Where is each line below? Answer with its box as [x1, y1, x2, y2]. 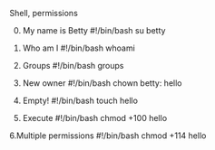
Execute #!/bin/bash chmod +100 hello [22, 113, 168, 123]
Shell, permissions [9, 8, 79, 18]
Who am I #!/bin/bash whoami [22, 42, 136, 53]
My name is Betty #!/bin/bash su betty [22, 25, 166, 35]
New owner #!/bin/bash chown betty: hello [22, 78, 182, 89]
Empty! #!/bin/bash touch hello [22, 95, 139, 106]
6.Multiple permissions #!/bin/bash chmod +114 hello [9, 130, 207, 141]
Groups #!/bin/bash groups [22, 61, 124, 70]
